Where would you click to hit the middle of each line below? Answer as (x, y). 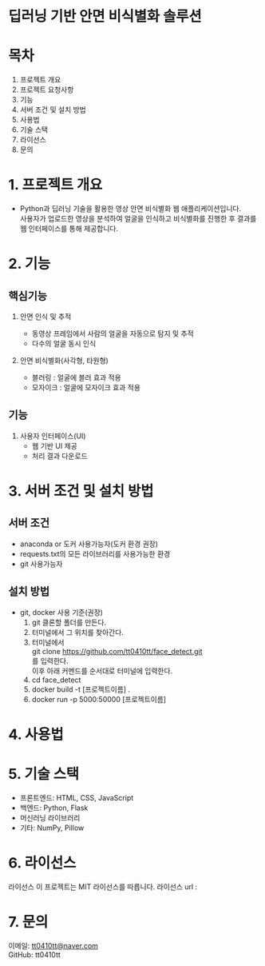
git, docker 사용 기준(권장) (61, 612)
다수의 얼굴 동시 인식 (64, 344)
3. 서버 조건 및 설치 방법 (81, 491)
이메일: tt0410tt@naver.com (53, 945)
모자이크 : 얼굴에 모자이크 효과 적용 (86, 388)
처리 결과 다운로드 (59, 456)
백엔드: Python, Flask (54, 808)
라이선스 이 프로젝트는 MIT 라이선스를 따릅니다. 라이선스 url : (103, 886)
